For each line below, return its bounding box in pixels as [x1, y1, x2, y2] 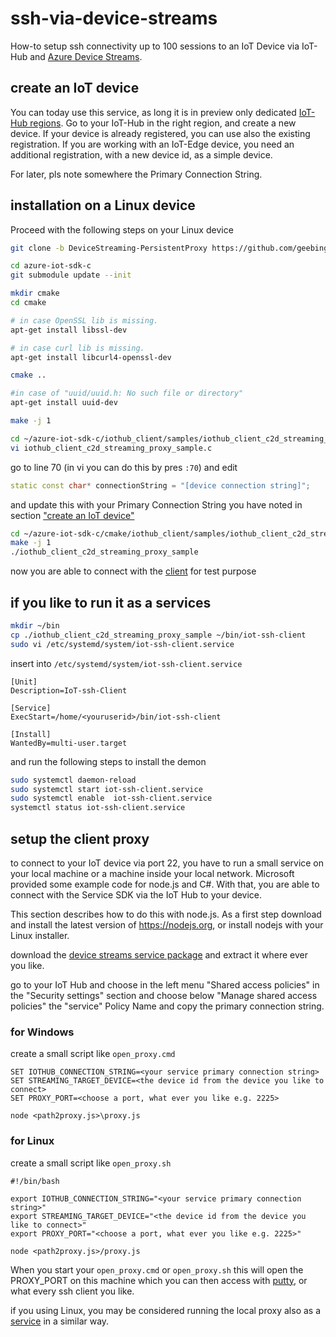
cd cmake [10, 298, 47, 308]
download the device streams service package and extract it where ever [10, 948, 308, 961]
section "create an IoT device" [10, 509, 135, 521]
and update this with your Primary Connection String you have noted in [10, 498, 303, 511]
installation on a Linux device [10, 197, 196, 214]
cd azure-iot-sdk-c [10, 261, 92, 271]
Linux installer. [10, 929, 70, 941]
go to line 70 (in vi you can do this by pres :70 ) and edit [10, 461, 238, 473]
